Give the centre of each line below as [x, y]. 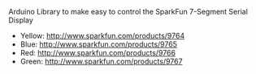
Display [21, 20]
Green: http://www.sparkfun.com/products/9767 [101, 61]
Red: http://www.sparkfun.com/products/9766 [98, 53]
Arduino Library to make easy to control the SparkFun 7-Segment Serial [128, 12]
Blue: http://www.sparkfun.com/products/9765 [98, 44]
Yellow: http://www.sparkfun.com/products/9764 [102, 36]
